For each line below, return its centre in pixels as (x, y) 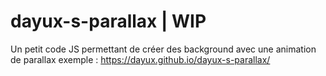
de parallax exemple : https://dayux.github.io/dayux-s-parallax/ (140, 59)
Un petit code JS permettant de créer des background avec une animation (163, 49)
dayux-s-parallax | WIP (108, 21)
